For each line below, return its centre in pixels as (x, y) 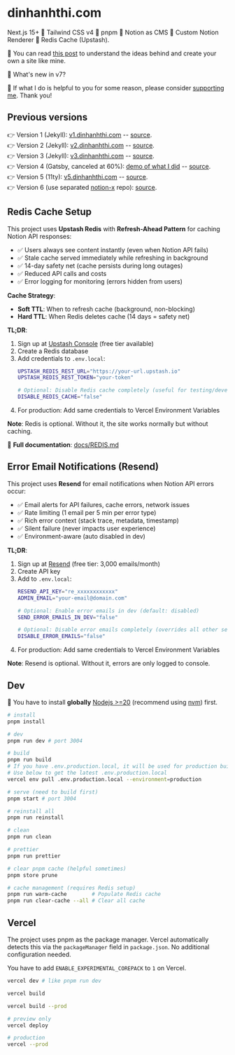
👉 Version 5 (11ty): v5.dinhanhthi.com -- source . (78, 177)
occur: (16, 491)
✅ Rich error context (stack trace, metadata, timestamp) (98, 520)
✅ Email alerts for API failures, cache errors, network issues (104, 504)
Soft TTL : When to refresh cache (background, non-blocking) (106, 309)
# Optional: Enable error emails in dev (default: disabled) (108, 611)
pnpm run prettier (34, 856)
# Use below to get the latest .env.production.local (87, 773)
